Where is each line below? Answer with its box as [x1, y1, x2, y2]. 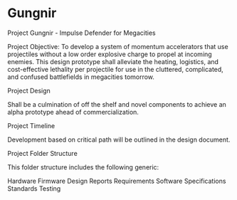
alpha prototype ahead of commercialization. [7, 107, 139, 116]
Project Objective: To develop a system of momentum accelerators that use [7, 42, 229, 51]
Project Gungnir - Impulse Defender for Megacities [7, 28, 156, 37]
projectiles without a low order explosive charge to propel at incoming [7, 50, 212, 58]
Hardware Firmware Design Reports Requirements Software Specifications [7, 177, 226, 185]
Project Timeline [7, 121, 56, 130]
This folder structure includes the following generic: [7, 162, 159, 172]
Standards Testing [7, 184, 61, 193]
